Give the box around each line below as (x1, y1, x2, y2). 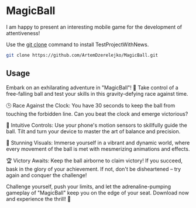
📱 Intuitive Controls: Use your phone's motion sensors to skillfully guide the (6, 122, 187, 129)
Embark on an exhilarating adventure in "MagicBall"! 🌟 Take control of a (6, 84, 178, 91)
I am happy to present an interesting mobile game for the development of (6, 23, 183, 30)
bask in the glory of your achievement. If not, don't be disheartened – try (6, 165, 181, 172)
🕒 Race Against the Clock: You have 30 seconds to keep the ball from (6, 102, 176, 109)
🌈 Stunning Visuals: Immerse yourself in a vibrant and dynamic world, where (6, 139, 190, 146)
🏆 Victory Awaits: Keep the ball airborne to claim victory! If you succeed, (6, 157, 183, 164)
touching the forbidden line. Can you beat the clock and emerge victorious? (6, 110, 188, 117)
